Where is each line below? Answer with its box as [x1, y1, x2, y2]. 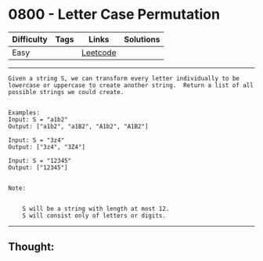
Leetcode [81, 47, 117, 58]
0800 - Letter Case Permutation [8, 5, 221, 24]
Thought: [8, 241, 55, 254]
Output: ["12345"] [8, 163, 68, 172]
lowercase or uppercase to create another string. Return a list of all [8, 81, 254, 89]
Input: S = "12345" [8, 157, 72, 165]
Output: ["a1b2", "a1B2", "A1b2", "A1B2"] [8, 122, 149, 130]
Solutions [124, 34, 160, 45]
